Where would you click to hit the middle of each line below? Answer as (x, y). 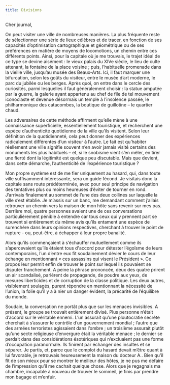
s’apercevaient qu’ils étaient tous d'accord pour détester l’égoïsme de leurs (84, 248)
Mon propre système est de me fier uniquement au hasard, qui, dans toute (83, 173)
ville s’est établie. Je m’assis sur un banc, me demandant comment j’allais (82, 200)
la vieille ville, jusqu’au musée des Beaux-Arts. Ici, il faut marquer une (78, 72)
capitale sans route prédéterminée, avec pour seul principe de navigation (82, 184)
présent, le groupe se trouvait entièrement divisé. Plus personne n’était (79, 312)
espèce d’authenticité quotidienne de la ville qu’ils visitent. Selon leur (77, 131)
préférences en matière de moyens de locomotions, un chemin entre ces (81, 50)
